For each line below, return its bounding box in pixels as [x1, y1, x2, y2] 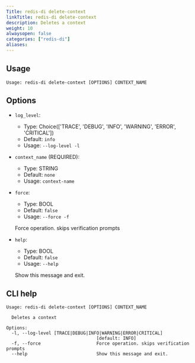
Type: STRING [23, 164, 59, 172]
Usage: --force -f [23, 213, 69, 220]
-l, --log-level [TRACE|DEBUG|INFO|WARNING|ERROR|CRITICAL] [11, 330, 163, 336]
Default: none [23, 171, 55, 178]
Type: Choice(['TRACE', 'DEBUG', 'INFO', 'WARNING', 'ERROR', [23, 123, 176, 130]
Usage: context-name [23, 177, 75, 184]
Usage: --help [23, 260, 59, 267]
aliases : [6, 42, 28, 48]
